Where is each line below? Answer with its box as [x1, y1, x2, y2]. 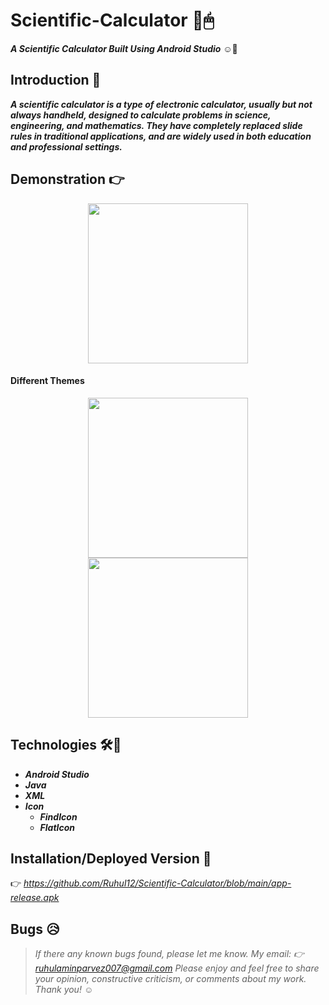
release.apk [10, 892, 60, 904]
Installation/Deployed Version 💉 [10, 850, 212, 867]
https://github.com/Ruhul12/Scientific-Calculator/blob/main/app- [23, 877, 292, 889]
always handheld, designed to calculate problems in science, [10, 109, 272, 121]
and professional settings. [10, 140, 123, 153]
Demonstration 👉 [10, 171, 125, 188]
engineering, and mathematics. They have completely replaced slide [10, 119, 303, 131]
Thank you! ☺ [34, 984, 94, 996]
